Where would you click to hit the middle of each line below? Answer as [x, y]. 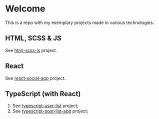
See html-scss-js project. [31, 50]
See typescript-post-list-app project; [50, 111]
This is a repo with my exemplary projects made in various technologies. [79, 22]
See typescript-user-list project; [45, 106]
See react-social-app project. [35, 78]
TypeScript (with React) [43, 94]
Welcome [25, 9]
